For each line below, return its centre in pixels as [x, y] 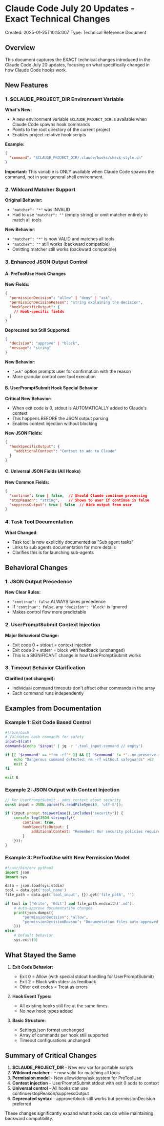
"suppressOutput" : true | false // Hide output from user [71, 505]
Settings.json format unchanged [52, 1030]
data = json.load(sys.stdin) [35, 886]
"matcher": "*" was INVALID [41, 210]
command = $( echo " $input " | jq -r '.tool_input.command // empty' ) [74, 746]
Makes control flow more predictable [49, 612]
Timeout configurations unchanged [55, 1040]
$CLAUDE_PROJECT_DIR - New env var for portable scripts [72, 1067]
